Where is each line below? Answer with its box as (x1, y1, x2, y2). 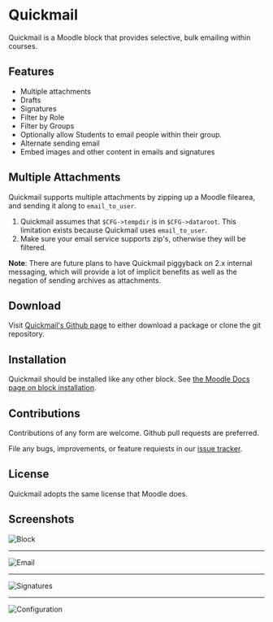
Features (8, 65, 54, 79)
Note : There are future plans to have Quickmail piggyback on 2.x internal (8, 258, 253, 268)
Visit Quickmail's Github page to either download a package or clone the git (8, 320, 262, 330)
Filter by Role (19, 112, 65, 122)
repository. (8, 329, 45, 339)
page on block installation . (8, 383, 97, 393)
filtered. (19, 242, 47, 252)
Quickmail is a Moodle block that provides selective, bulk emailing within (8, 33, 251, 42)
